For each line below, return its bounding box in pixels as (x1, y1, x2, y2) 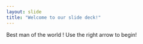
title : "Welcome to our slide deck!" (6, 14, 101, 20)
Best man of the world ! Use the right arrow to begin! (6, 31, 137, 38)
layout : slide (6, 8, 42, 15)
